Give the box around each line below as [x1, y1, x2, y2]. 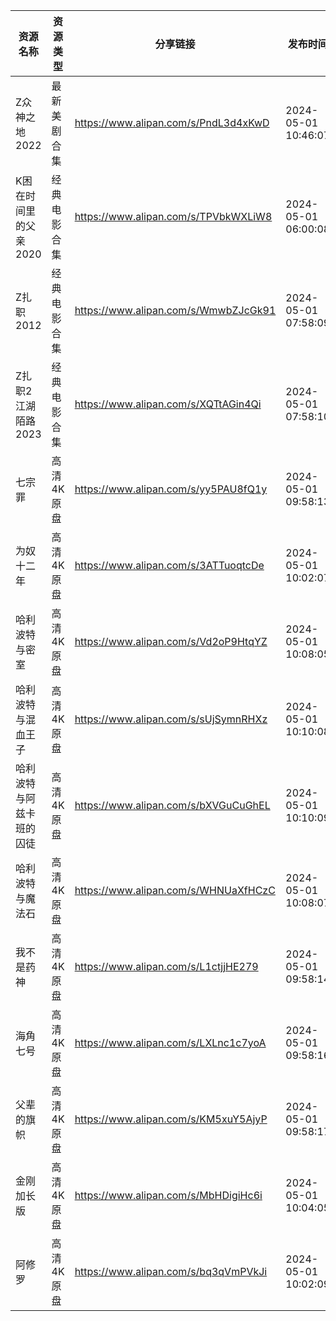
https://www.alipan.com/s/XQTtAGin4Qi [74, 397, 262, 411]
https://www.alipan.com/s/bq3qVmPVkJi [74, 1265, 268, 1278]
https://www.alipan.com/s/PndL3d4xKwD [74, 116, 270, 129]
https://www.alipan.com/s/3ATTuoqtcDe [74, 559, 265, 572]
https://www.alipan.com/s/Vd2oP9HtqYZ [74, 635, 268, 648]
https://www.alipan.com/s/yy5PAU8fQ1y [74, 482, 268, 496]
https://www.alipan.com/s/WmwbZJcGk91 [74, 304, 277, 317]
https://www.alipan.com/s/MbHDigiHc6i [74, 1189, 263, 1202]
